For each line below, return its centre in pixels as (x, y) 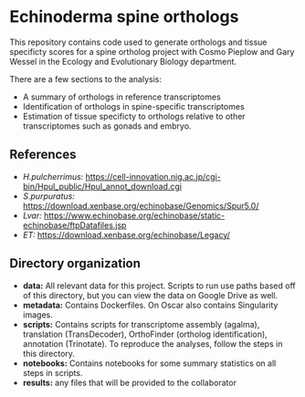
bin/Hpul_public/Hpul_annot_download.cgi (102, 186)
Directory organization (75, 263)
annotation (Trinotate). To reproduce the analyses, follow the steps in (152, 343)
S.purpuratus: (48, 196)
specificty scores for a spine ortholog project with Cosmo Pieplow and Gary (152, 51)
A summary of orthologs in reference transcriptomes (121, 97)
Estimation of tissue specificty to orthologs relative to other (134, 116)
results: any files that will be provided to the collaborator (130, 382)
